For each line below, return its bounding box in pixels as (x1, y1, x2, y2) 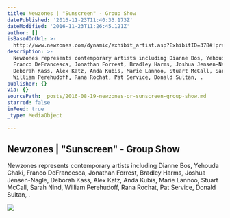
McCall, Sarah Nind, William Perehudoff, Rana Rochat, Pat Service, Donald (7, 183, 216, 192)
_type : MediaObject (7, 112, 63, 119)
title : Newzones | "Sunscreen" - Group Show (7, 10, 136, 17)
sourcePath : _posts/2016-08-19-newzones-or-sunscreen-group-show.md (7, 93, 207, 100)
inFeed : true (7, 106, 44, 112)
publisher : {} (7, 80, 48, 87)
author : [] (7, 29, 38, 36)
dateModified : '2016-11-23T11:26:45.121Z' (7, 23, 130, 29)
